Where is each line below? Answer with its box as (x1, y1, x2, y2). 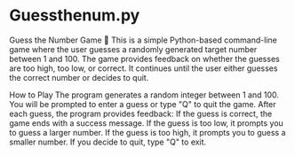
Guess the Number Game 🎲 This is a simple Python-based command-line (9, 35, 277, 45)
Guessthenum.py (9, 5, 140, 26)
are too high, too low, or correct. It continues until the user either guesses (9, 63, 278, 74)
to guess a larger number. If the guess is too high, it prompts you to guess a (9, 127, 286, 137)
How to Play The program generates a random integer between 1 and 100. (9, 90, 280, 100)
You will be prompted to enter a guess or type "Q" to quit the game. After (9, 98, 277, 109)
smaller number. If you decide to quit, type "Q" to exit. (9, 136, 207, 147)
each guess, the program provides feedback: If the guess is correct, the (9, 108, 273, 119)
